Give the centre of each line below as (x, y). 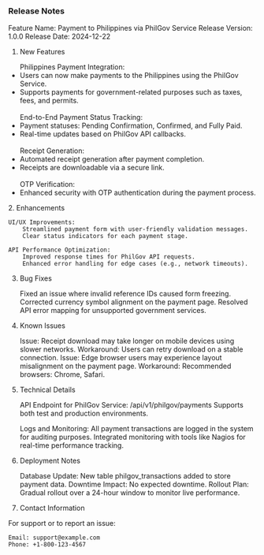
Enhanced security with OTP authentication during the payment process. (138, 193)
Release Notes (37, 11)
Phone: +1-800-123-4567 (47, 545)
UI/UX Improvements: (42, 222)
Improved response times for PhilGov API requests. (109, 257)
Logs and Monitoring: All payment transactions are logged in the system (136, 429)
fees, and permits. (49, 101)
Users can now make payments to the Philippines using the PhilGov (129, 76)
